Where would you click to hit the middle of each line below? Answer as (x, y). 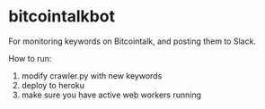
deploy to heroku (53, 85)
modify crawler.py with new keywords (92, 75)
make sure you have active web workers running (111, 95)
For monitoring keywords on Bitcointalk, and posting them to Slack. (132, 41)
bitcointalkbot (62, 17)
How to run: (30, 58)
